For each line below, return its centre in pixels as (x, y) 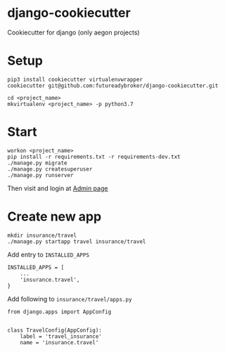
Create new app (54, 216)
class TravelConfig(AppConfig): (54, 330)
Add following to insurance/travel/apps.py (70, 299)
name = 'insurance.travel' (59, 342)
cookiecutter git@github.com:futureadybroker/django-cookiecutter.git (113, 86)
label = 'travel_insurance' (61, 336)
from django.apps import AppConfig (59, 312)
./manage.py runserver (40, 175)
